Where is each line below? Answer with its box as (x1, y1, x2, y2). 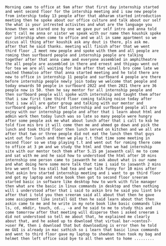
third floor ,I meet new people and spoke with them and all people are (5, 48, 159, 53)
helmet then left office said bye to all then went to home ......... (5, 236, 155, 241)
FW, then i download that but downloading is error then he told (18, 223, 157, 228)
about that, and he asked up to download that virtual (5, 219, 121, 224)
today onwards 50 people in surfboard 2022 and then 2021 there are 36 (5, 83, 157, 88)
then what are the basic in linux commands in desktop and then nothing (5, 184, 159, 189)
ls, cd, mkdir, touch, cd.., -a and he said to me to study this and (5, 206, 153, 211)
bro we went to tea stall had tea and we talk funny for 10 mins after (5, 166, 157, 171)
